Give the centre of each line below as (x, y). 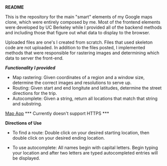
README (14, 7)
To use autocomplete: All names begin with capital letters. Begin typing (85, 148)
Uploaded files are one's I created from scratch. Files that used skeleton (79, 42)
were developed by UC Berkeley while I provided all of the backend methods (83, 27)
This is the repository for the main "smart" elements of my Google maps (79, 17)
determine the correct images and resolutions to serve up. (72, 83)
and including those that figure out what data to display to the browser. (78, 33)
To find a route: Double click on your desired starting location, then (81, 133)
